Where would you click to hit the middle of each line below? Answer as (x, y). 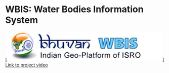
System (22, 20)
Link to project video (27, 65)
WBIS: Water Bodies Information (74, 9)
